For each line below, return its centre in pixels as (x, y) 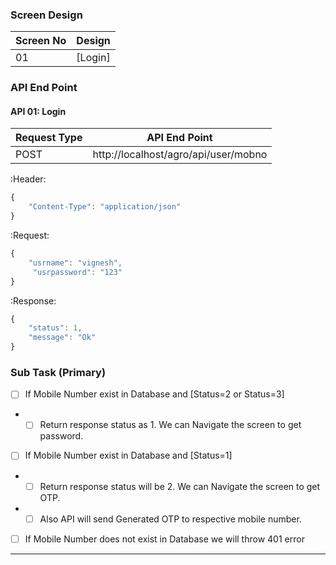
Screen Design (46, 15)
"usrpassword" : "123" (77, 272)
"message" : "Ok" (62, 338)
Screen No (41, 41)
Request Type (49, 138)
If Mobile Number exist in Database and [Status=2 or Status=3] (154, 394)
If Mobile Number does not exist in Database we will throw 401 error (164, 539)
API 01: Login (38, 111)
